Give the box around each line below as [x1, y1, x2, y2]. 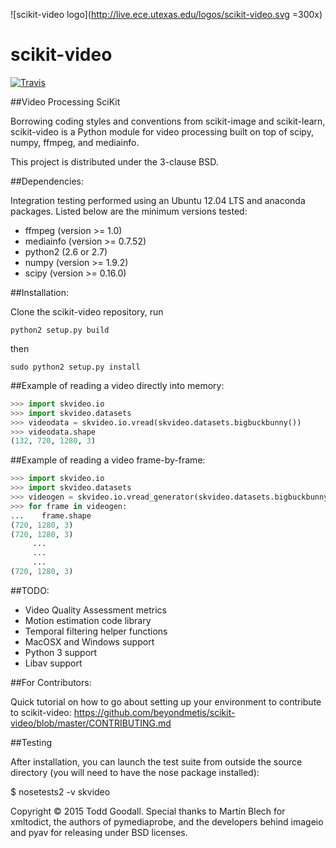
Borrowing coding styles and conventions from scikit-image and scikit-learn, [10, 115, 326, 127]
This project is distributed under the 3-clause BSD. [10, 155, 219, 168]
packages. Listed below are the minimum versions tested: [10, 205, 248, 217]
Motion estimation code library [24, 614, 152, 626]
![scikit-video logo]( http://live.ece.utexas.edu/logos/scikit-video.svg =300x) [10, 9, 323, 20]
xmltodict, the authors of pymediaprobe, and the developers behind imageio [10, 815, 324, 828]
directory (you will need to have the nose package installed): [10, 766, 260, 778]
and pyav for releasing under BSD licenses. [10, 826, 188, 838]
